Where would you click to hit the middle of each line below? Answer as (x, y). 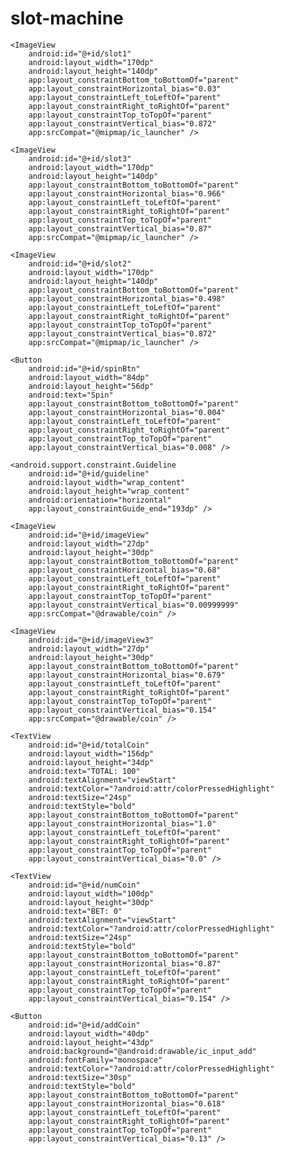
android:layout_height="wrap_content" (109, 491)
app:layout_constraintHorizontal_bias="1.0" (122, 823)
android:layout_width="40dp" (89, 1033)
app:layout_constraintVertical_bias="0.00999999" (134, 605)
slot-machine (67, 18)
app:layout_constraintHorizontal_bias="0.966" (127, 193)
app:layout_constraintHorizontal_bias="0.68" (125, 570)
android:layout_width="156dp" (91, 753)
